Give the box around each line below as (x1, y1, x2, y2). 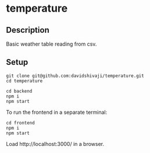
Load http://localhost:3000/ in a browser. (6, 140, 105, 147)
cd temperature (6, 78, 43, 84)
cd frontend (6, 120, 35, 126)
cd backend (6, 88, 33, 94)
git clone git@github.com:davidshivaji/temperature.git (6, 72, 144, 79)
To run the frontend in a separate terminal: (6, 109, 108, 116)
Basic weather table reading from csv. (6, 40, 97, 47)
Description (6, 25, 49, 35)
